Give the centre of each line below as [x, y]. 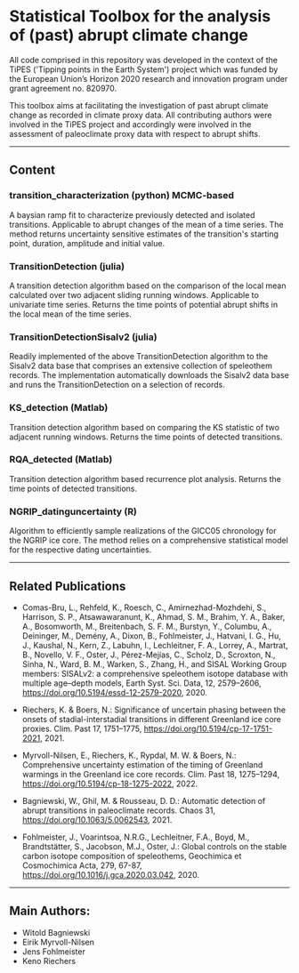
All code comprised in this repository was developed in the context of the [144, 60]
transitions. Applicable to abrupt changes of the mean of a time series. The [146, 224]
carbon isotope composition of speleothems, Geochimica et [132, 856]
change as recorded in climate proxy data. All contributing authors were [141, 115]
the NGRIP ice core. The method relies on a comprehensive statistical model [149, 541]
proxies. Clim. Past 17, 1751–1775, [82, 728]
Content [32, 170]
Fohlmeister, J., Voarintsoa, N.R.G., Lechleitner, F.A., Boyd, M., [136, 837]
